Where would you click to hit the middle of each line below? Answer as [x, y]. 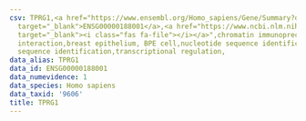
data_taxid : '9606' [46, 94]
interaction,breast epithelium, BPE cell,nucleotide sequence [138, 43]
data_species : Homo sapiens [63, 86]
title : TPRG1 [34, 102]
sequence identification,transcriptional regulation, [122, 52]
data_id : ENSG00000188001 [58, 69]
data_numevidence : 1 [49, 77]
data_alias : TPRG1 [44, 60]
